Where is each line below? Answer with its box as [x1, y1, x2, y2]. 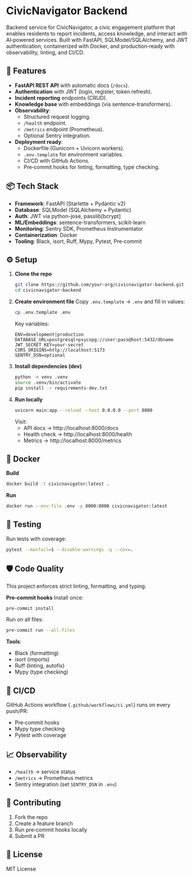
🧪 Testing [6, 519, 42, 530]
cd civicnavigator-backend [14, 287, 81, 293]
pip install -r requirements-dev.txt [14, 385, 108, 391]
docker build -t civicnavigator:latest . [6, 481, 110, 487]
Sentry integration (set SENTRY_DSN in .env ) [14, 781, 117, 788]
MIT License [6, 865, 37, 872]
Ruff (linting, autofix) [14, 662, 65, 669]
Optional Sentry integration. [23, 132, 91, 139]
